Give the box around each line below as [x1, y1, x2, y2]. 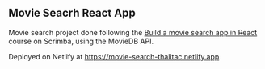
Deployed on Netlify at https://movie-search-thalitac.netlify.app [8, 51, 220, 61]
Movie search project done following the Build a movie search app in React [8, 27, 258, 37]
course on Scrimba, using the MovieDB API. [8, 36, 154, 46]
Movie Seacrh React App [8, 6, 136, 20]
